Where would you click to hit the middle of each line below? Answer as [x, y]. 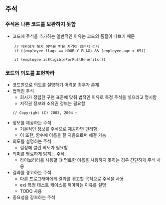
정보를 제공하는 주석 [32, 122]
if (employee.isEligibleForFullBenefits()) [60, 59]
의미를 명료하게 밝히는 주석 [38, 154]
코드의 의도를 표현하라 [30, 73]
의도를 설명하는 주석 [32, 141]
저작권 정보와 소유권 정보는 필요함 [53, 103]
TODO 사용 [31, 191]
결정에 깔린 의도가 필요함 [44, 147]
